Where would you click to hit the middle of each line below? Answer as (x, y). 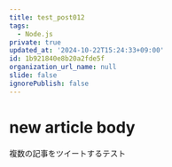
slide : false (33, 76)
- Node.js (35, 34)
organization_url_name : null (63, 68)
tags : (19, 26)
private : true (35, 42)
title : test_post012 (47, 17)
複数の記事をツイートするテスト (67, 153)
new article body (72, 127)
